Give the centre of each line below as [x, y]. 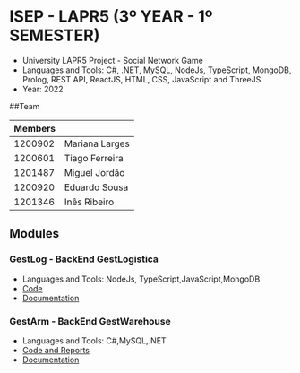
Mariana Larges [97, 143]
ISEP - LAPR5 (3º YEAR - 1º [111, 17]
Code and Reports [56, 350]
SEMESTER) [55, 35]
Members [35, 128]
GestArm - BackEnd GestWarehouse [90, 321]
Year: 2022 [43, 89]
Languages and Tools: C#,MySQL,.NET [94, 340]
